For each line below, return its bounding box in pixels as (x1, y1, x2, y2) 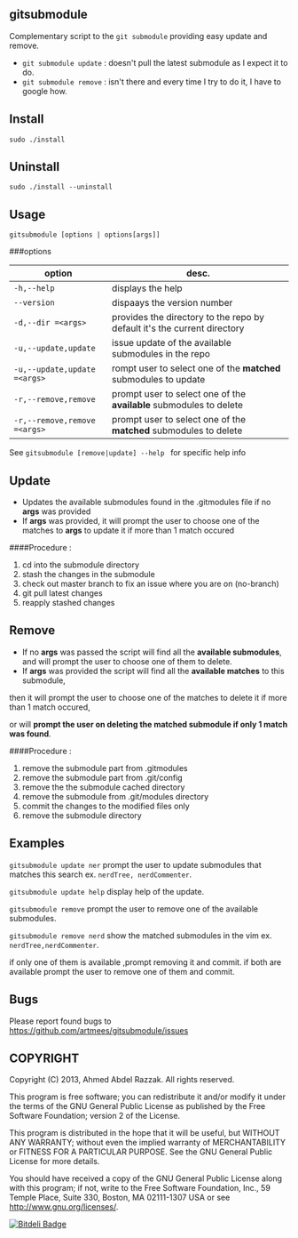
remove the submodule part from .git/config (21, 772, 184, 783)
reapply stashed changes (21, 598, 115, 608)
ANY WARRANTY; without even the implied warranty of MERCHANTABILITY (9, 1138, 286, 1148)
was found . (9, 728, 51, 739)
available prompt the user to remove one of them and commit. (9, 966, 235, 977)
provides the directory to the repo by (112, 311, 264, 324)
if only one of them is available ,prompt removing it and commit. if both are (9, 956, 282, 968)
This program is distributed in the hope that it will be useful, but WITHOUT (9, 1128, 280, 1138)
